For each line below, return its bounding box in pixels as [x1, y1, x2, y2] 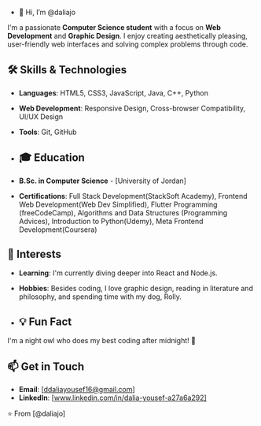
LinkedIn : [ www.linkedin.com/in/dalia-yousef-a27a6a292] [18, 393, 208, 402]
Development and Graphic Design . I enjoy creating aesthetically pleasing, [7, 32, 248, 40]
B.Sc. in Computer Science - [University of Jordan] [18, 176, 186, 185]
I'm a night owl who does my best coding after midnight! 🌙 [7, 336, 196, 346]
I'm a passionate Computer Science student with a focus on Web [7, 23, 221, 32]
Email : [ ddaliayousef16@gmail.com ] [18, 385, 135, 394]
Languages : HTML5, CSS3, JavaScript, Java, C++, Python [18, 88, 209, 98]
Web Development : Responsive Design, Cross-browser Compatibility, [18, 103, 246, 113]
